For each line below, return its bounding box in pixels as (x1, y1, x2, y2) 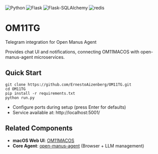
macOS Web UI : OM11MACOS (12, 137, 74, 143)
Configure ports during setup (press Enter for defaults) (12, 104, 126, 110)
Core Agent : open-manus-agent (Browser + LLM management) (12, 142, 144, 148)
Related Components (5, 124, 73, 133)
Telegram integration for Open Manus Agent (5, 39, 97, 45)
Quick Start (5, 68, 42, 78)
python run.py (5, 95, 35, 100)
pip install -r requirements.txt (5, 91, 75, 96)
